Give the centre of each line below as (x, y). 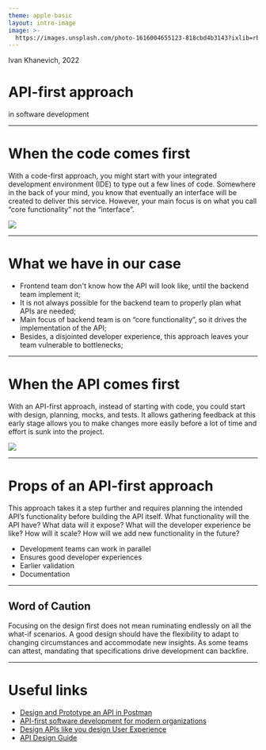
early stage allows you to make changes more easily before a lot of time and (133, 423)
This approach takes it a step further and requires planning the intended (125, 508)
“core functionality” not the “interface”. (71, 210)
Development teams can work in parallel (85, 548)
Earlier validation (47, 565)
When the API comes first (94, 385)
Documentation (45, 574)
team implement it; (50, 294)
